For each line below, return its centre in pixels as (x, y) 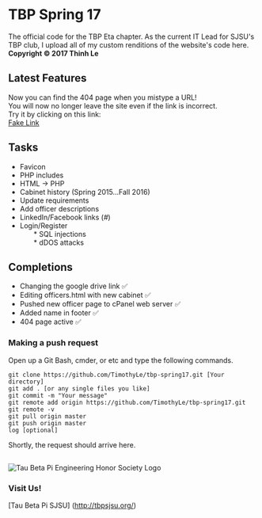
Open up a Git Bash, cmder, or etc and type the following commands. (121, 360)
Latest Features (47, 78)
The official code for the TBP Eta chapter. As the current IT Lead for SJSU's (131, 36)
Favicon (32, 166)
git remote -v (32, 409)
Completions (41, 267)
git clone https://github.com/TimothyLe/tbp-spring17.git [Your (116, 375)
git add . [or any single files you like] (79, 388)
